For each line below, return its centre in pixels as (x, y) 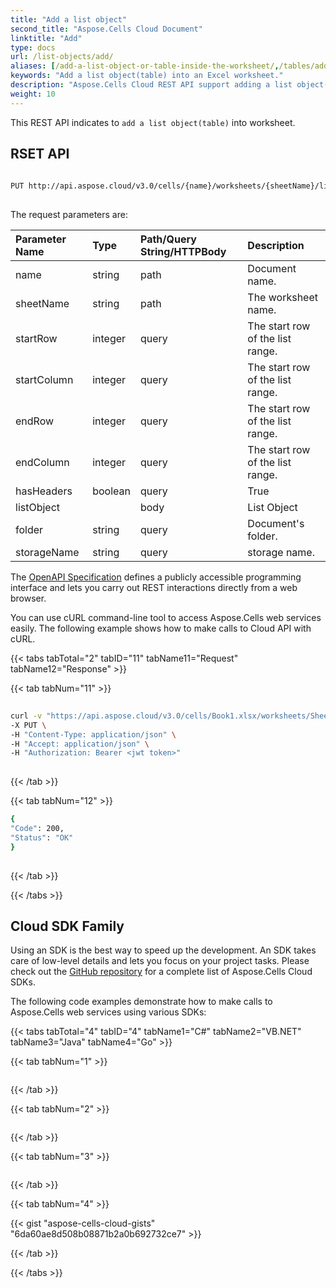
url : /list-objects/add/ (62, 57)
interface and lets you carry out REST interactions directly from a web (154, 588)
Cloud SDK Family (67, 926)
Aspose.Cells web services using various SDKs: (108, 1012)
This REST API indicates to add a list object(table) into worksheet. (153, 122)
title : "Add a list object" (69, 19)
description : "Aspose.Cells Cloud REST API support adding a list (151, 85)
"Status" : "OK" (42, 837)
